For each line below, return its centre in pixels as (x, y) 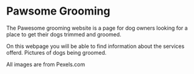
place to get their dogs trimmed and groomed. (64, 34)
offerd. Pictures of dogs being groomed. (57, 52)
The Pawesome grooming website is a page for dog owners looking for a (97, 28)
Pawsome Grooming (58, 11)
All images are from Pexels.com (46, 64)
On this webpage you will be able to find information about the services (95, 46)
